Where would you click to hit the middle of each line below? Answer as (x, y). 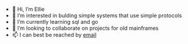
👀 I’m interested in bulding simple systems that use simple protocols (97, 15)
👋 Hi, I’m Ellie (28, 9)
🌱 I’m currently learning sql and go (55, 22)
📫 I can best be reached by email (54, 35)
